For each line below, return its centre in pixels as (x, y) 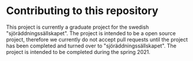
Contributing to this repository (82, 11)
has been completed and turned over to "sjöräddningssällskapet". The (91, 46)
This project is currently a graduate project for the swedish (78, 27)
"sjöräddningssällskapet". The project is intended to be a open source (91, 33)
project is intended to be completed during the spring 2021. (78, 52)
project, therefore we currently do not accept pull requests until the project (97, 39)
